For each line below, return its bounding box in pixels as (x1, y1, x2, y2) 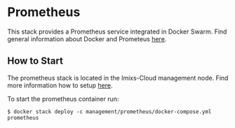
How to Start (7, 55, 63, 67)
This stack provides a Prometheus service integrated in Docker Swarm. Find (7, 27, 227, 36)
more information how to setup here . (7, 81, 114, 90)
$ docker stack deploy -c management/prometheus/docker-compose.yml (7, 108, 212, 115)
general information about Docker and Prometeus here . (7, 34, 167, 43)
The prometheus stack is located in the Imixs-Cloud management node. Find (7, 73, 229, 82)
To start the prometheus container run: (7, 94, 119, 103)
